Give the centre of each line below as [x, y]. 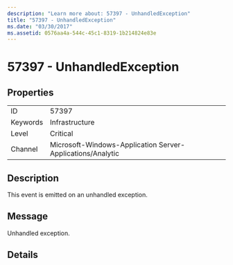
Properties [31, 92]
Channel [24, 149]
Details [23, 255]
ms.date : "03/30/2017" [40, 26]
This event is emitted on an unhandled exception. [77, 195]
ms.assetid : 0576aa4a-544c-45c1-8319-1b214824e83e [82, 33]
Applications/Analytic [85, 154]
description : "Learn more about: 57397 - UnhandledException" [99, 13]
